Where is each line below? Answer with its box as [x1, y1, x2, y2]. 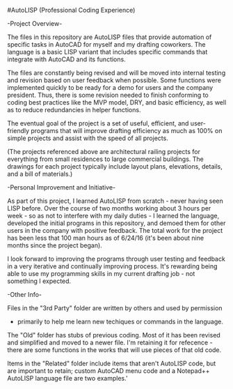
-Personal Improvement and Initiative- [7, 183, 116, 191]
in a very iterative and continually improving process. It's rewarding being [7, 262, 218, 270]
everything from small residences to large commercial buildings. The [7, 155, 204, 163]
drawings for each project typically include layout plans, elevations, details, [7, 162, 223, 170]
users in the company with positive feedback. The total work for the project [7, 227, 223, 234]
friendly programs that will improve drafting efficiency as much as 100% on [7, 127, 223, 135]
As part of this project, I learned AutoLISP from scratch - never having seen [7, 197, 224, 205]
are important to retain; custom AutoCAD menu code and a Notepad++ [7, 367, 210, 375]
